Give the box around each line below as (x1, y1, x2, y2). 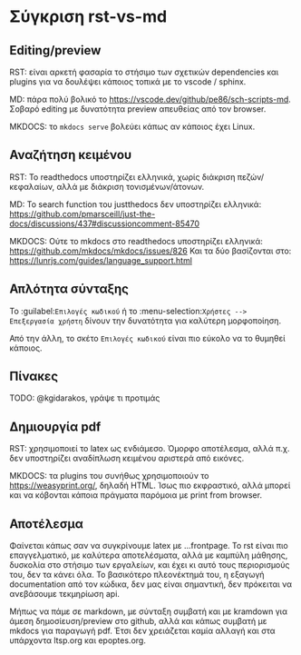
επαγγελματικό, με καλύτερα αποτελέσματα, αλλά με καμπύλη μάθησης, (9, 550, 288, 561)
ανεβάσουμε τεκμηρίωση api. (9, 589, 121, 600)
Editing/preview (9, 43, 102, 58)
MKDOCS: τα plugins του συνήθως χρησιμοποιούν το (9, 471, 209, 481)
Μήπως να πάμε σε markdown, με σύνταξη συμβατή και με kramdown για (9, 606, 288, 617)
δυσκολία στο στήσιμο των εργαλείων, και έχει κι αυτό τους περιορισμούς (9, 560, 290, 571)
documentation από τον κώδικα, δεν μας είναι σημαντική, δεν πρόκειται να (9, 579, 293, 590)
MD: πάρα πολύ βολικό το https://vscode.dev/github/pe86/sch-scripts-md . (9, 94, 292, 104)
